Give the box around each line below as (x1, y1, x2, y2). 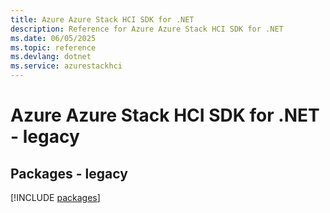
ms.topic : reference (10, 42, 97, 53)
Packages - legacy (10, 165, 128, 182)
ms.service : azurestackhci (10, 61, 123, 71)
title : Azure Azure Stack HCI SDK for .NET (10, 14, 195, 25)
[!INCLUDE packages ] (10, 192, 101, 203)
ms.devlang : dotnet (10, 52, 92, 62)
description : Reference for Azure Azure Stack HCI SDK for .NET (10, 24, 284, 34)
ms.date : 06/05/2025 (10, 33, 97, 43)
